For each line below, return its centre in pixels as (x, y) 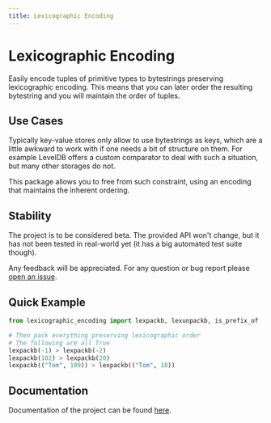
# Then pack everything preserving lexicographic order (104, 335)
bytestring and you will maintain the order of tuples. (94, 95)
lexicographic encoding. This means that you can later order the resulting (131, 87)
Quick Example (47, 302)
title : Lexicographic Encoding (61, 16)
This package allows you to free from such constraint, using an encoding (130, 182)
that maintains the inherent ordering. (69, 190)
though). (23, 252)
